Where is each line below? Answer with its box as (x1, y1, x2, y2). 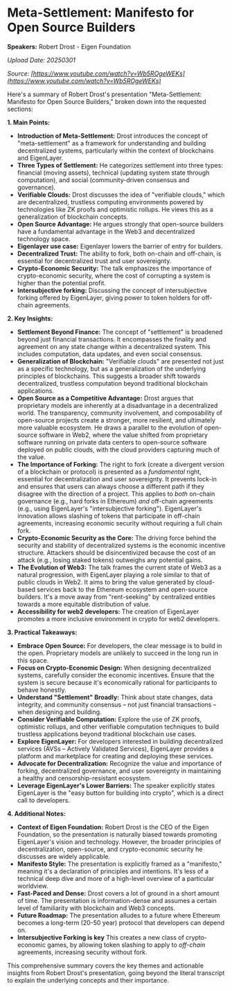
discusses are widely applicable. (17, 852, 111, 860)
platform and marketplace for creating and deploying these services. (17, 751, 213, 760)
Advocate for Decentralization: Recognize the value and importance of (17, 759, 222, 767)
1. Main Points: (7, 118, 51, 126)
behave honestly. (17, 686, 66, 694)
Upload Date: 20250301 (7, 55, 76, 64)
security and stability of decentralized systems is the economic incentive (17, 541, 226, 549)
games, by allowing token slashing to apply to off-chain (47, 940, 206, 949)
